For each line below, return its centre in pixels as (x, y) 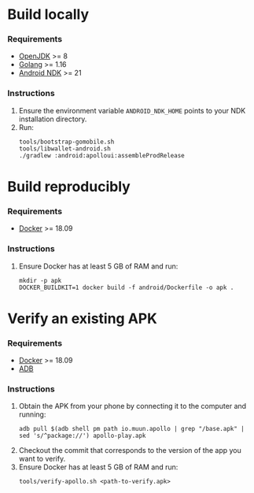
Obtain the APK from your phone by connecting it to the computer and (133, 406)
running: (32, 414)
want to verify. (42, 459)
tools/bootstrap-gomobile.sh (66, 142)
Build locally (48, 15)
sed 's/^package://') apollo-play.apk (82, 436)
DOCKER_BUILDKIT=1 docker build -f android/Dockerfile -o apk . (126, 287)
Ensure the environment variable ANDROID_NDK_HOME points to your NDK (132, 110)
